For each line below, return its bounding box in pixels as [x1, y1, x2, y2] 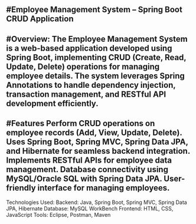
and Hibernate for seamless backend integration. [6, 146, 191, 156]
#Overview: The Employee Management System [6, 34, 188, 44]
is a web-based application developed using [6, 43, 172, 53]
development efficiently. [6, 98, 99, 108]
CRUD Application [6, 14, 74, 24]
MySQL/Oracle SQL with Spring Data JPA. [6, 174, 162, 184]
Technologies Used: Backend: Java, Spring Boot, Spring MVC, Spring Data [6, 199, 187, 206]
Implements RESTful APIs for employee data [6, 156, 172, 166]
